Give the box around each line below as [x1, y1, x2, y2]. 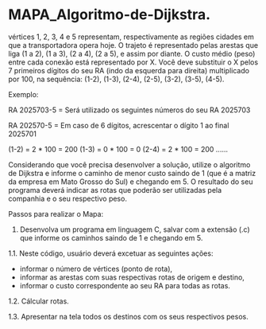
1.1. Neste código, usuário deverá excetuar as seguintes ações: [8, 249, 214, 258]
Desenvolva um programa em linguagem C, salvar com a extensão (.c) [19, 225, 250, 234]
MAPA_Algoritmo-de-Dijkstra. [8, 6, 211, 24]
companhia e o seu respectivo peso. [8, 194, 127, 203]
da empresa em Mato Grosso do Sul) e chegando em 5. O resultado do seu [8, 177, 253, 186]
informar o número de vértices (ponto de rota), [19, 264, 173, 273]
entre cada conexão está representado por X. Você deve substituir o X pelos [8, 57, 259, 67]
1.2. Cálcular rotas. [8, 296, 69, 306]
